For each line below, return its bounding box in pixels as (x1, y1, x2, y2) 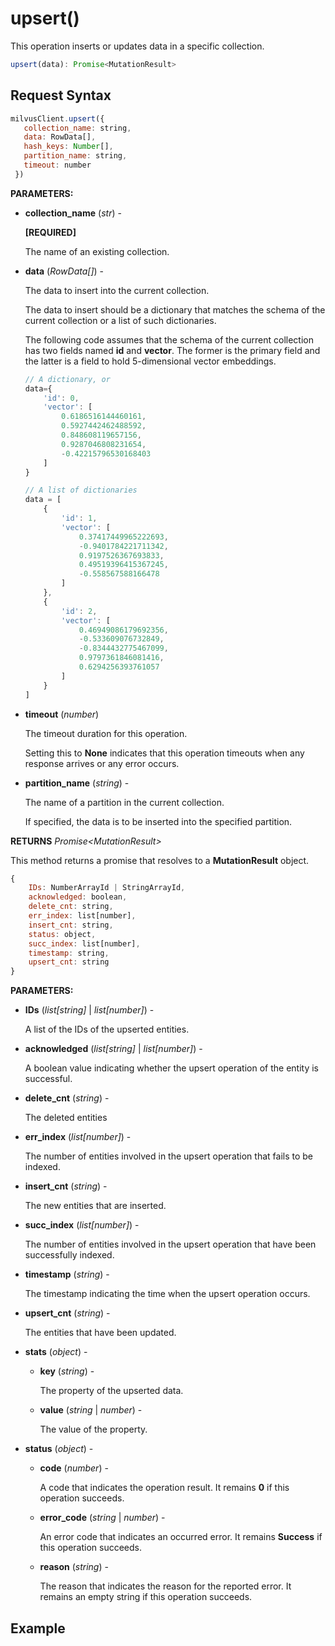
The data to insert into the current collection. (24, 284, 210, 296)
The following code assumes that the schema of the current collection (24, 333, 314, 346)
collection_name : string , (23, 123, 132, 133)
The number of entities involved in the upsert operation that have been (24, 1238, 317, 1251)
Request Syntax (10, 87, 112, 104)
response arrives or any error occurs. (24, 757, 180, 769)
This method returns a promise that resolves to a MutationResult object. (10, 854, 310, 866)
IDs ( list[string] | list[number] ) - (24, 1004, 155, 1016)
